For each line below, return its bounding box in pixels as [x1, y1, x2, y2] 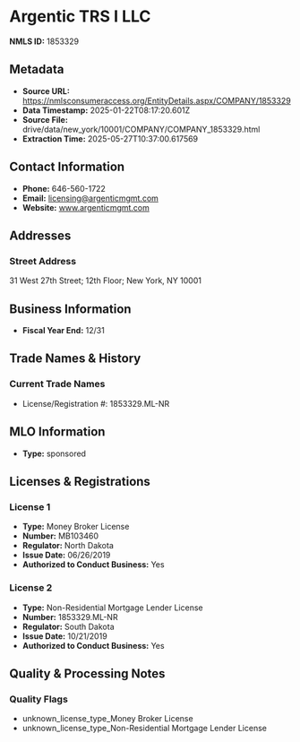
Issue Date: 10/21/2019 [21, 630, 107, 642]
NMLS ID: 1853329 [9, 36, 79, 47]
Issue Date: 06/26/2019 [21, 549, 111, 561]
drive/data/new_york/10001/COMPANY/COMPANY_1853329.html [21, 124, 261, 134]
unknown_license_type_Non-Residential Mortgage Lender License [21, 723, 267, 734]
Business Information [9, 301, 132, 316]
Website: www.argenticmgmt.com [21, 202, 150, 212]
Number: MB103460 [21, 531, 99, 541]
